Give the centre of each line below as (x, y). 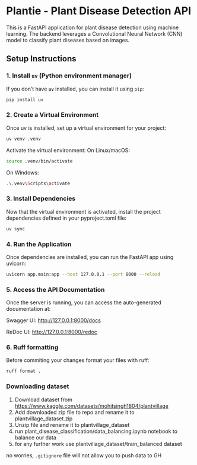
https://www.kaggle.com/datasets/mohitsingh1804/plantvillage (92, 405)
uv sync (16, 229)
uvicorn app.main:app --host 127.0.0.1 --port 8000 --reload (83, 274)
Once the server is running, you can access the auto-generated (84, 302)
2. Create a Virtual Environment (53, 115)
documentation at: (28, 309)
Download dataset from (43, 400)
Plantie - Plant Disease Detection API (99, 11)
